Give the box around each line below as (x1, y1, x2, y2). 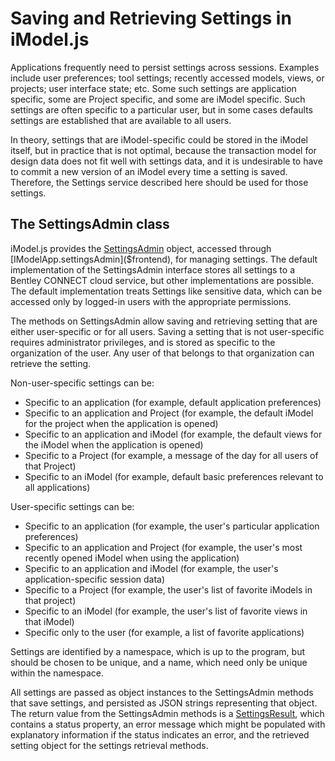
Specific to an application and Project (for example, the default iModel (24, 407, 314, 419)
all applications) (24, 481, 91, 493)
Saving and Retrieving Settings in (10, 7, 292, 30)
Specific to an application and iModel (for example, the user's (24, 562, 279, 574)
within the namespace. (10, 667, 104, 679)
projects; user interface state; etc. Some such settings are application (10, 82, 297, 94)
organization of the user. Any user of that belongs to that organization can (10, 347, 315, 359)
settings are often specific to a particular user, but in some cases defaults (10, 103, 314, 116)
